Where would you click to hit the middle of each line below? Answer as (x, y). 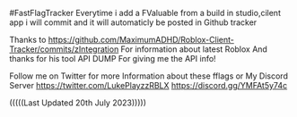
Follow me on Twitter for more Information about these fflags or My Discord (149, 76)
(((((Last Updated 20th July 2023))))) (78, 103)
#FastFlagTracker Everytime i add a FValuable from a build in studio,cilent (145, 13)
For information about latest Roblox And (194, 49)
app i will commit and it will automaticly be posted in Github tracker (133, 22)
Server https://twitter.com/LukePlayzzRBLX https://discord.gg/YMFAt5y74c (148, 85)
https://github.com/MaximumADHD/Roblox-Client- (141, 40)
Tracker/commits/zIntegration (64, 49)
